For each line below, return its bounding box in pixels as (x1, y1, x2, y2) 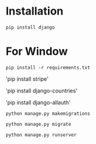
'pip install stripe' (5, 75, 49, 83)
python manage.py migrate (5, 121, 71, 127)
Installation (5, 4, 64, 18)
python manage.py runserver (5, 132, 77, 138)
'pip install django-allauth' (5, 98, 71, 106)
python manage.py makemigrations (5, 111, 91, 117)
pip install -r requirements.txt (5, 64, 91, 70)
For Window (5, 44, 68, 58)
